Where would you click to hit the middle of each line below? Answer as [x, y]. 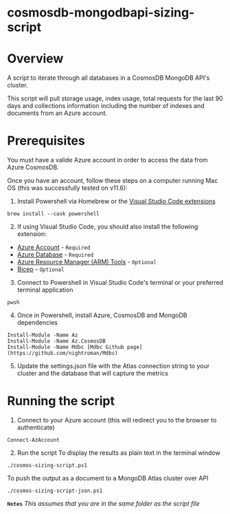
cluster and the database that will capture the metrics [92, 374]
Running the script [61, 401]
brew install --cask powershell [53, 214]
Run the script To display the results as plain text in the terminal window [119, 453]
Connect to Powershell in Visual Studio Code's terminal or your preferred [120, 283]
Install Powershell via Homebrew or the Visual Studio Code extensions [116, 202]
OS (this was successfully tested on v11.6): [68, 188]
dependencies [37, 323]
